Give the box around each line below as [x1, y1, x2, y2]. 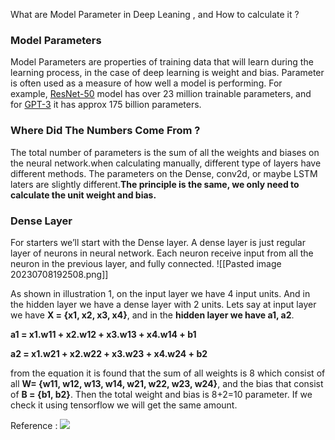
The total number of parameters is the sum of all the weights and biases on [10, 146, 320, 158]
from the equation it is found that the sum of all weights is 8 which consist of [10, 367, 326, 379]
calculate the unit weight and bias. [10, 189, 157, 201]
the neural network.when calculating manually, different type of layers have [10, 157, 322, 169]
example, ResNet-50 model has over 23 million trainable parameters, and [10, 88, 312, 100]
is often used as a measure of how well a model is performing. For [10, 77, 283, 89]
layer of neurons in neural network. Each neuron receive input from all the [10, 247, 314, 259]
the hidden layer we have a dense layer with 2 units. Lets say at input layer [10, 298, 317, 310]
